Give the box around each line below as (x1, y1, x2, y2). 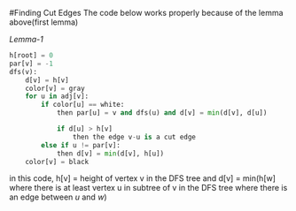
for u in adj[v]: (25, 92, 90, 101)
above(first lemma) (9, 17, 79, 27)
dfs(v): (9, 67, 38, 76)
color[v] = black (25, 157, 90, 166)
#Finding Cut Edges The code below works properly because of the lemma (9, 8, 284, 18)
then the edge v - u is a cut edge (72, 132, 197, 141)
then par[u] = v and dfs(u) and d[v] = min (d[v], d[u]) (56, 109, 268, 117)
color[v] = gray (25, 84, 86, 93)
